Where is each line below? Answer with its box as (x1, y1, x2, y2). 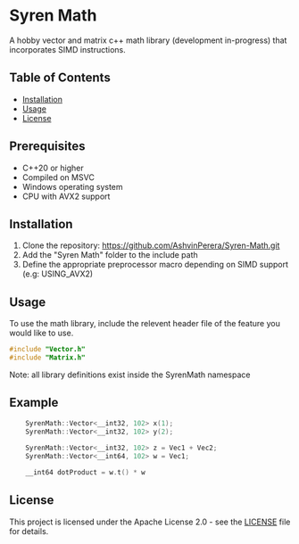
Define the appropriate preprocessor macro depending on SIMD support (21, 260, 288, 270)
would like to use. (9, 327, 74, 339)
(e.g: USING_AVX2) (21, 268, 94, 279)
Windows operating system (21, 181, 123, 192)
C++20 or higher (21, 162, 84, 173)
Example (9, 395, 59, 410)
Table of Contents (9, 70, 112, 86)
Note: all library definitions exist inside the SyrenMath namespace (9, 369, 251, 380)
